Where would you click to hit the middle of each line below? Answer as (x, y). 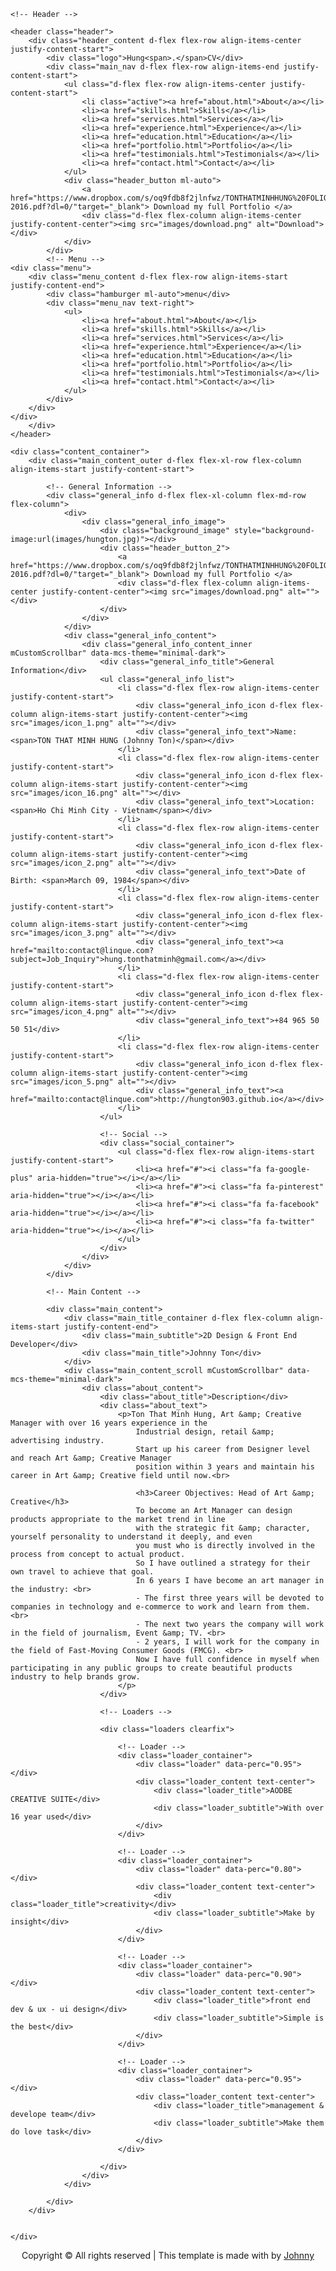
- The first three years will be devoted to (230, 1598)
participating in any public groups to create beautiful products (151, 1668)
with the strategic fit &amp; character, (223, 1528)
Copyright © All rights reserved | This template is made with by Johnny (168, 2255)
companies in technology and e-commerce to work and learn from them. (160, 1607)
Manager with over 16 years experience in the (109, 1423)
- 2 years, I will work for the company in (227, 1642)
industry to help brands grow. (75, 1677)
